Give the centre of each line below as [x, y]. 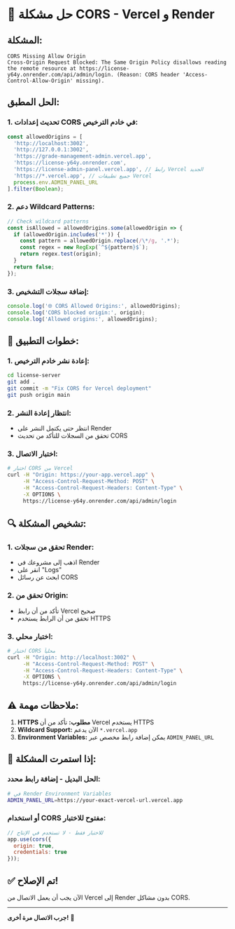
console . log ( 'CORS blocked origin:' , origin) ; [76, 312]
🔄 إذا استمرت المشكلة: [52, 759]
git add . [22, 382]
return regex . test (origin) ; [60, 254]
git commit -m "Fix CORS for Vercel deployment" [79, 388]
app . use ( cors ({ [29, 839]
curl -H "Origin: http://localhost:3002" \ [72, 657]
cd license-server [34, 375]
